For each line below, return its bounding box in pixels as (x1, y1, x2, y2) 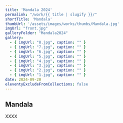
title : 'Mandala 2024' (5, 7, 52, 12)
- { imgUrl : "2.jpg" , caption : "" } (9, 68, 86, 73)
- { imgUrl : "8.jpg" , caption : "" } (9, 40, 86, 45)
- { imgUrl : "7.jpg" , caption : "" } (9, 44, 86, 49)
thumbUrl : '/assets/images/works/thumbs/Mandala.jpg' (5, 21, 120, 26)
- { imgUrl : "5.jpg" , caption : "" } (9, 53, 86, 59)
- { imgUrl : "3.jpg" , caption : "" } (9, 63, 86, 68)
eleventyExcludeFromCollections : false (5, 81, 88, 86)
